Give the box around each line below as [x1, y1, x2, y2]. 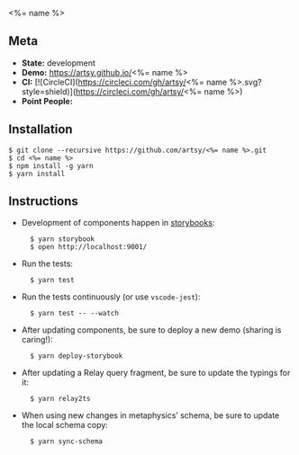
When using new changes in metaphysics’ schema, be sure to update [21, 410, 280, 421]
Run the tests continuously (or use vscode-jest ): [21, 291, 201, 302]
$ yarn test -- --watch [30, 309, 119, 318]
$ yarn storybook [30, 235, 95, 244]
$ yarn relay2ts [30, 395, 91, 404]
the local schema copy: [21, 420, 109, 431]
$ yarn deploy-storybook [30, 352, 123, 361]
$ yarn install [8, 169, 66, 178]
